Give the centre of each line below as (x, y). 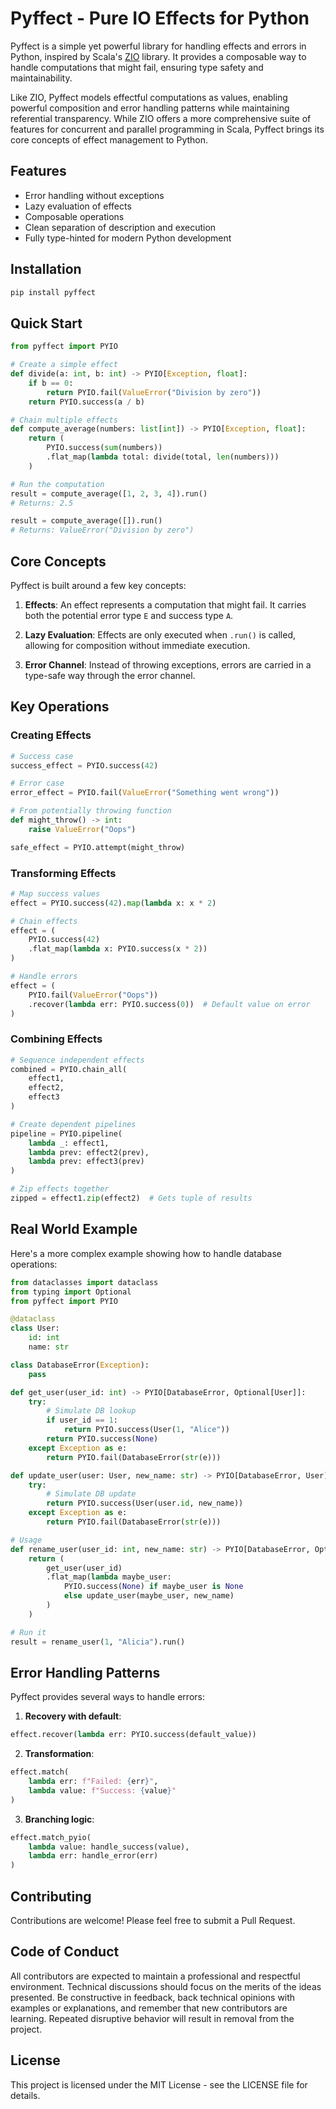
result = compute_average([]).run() (86, 521)
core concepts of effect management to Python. (109, 139)
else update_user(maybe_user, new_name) (149, 1596)
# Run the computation (57, 484)
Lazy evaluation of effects (78, 206)
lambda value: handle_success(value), (109, 1847)
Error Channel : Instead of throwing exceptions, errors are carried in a (168, 664)
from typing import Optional (71, 1292)
